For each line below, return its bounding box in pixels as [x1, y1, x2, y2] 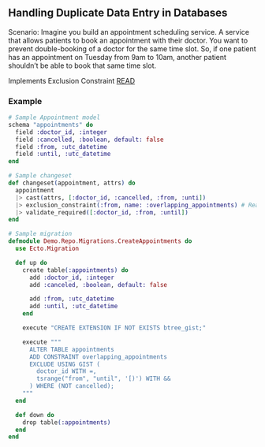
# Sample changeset [8, 172, 73, 180]
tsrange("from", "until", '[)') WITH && [36, 374, 171, 383]
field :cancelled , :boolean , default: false [15, 136, 164, 143]
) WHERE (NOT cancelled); [28, 382, 114, 390]
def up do [15, 259, 47, 266]
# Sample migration [8, 230, 73, 238]
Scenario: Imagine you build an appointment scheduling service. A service [8, 27, 250, 36]
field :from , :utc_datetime [15, 143, 108, 151]
